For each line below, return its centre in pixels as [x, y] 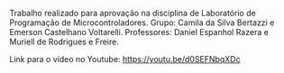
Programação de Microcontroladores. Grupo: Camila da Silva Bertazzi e [142, 23]
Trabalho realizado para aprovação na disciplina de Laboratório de [133, 13]
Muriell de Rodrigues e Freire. [64, 41]
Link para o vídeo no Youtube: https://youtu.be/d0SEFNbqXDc [125, 59]
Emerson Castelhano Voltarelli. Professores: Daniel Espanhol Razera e [139, 32]
